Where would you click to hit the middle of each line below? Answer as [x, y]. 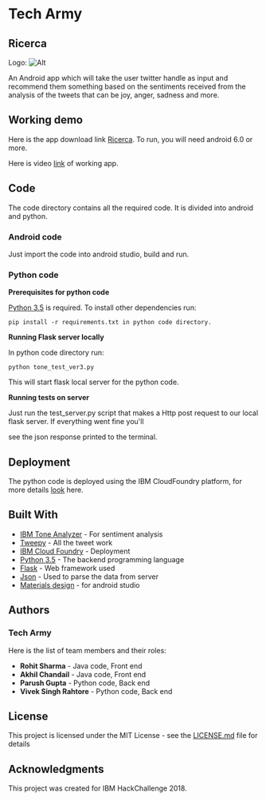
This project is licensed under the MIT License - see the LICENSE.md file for [133, 736]
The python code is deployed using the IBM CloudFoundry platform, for [125, 482]
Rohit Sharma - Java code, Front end [81, 666]
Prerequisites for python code [59, 292]
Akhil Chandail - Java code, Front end [83, 674]
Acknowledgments [57, 769]
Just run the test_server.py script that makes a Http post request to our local [133, 413]
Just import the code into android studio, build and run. [99, 254]
